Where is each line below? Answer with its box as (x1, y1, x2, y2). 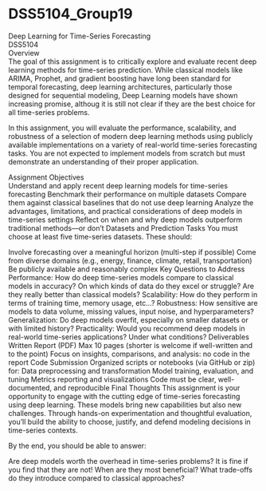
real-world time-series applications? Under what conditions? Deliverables (8, 332, 249, 342)
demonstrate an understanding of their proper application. (8, 156, 199, 166)
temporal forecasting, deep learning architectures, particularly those (8, 81, 233, 92)
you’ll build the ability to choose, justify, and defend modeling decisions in (8, 417, 251, 426)
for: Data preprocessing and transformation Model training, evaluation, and (8, 366, 254, 375)
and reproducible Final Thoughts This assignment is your (53, 382, 241, 392)
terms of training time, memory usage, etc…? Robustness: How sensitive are (8, 298, 258, 307)
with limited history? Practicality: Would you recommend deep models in (8, 323, 245, 333)
